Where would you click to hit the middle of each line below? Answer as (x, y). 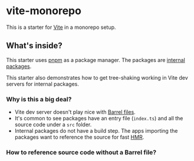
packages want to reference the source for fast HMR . (79, 137)
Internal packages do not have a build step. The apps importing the (96, 131)
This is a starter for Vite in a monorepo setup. (61, 27)
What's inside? (34, 46)
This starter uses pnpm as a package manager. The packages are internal (96, 60)
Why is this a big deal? (39, 99)
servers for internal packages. (43, 84)
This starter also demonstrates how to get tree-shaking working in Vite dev (97, 77)
